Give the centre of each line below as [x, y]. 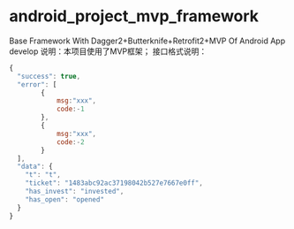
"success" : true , [49, 76]
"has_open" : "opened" [64, 199]
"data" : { [35, 167]
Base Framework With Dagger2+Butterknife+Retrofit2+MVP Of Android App [147, 41]
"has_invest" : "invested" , [75, 192]
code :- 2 [71, 142]
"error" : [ [37, 84]
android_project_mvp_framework [134, 16]
